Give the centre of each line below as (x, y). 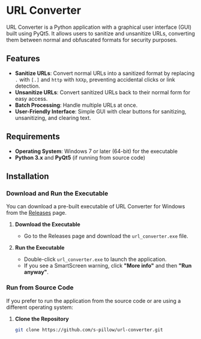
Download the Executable (48, 224)
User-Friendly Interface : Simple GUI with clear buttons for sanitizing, (100, 111)
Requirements (33, 136)
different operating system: (40, 307)
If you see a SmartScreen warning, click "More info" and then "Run (108, 266)
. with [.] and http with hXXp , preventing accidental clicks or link (95, 79)
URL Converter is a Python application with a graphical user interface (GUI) (99, 27)
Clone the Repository (42, 319)
